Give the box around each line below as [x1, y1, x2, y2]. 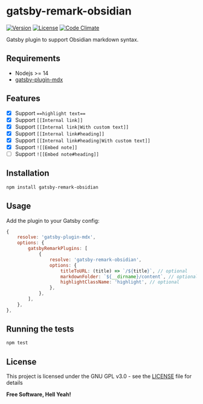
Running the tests [6, 324, 74, 335]
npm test [6, 340, 28, 346]
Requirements [6, 53, 60, 64]
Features [6, 94, 40, 104]
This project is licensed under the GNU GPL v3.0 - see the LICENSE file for [6, 373, 192, 380]
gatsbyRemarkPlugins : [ [28, 246, 88, 252]
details [6, 379, 23, 386]
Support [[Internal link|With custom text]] [14, 123, 129, 130]
